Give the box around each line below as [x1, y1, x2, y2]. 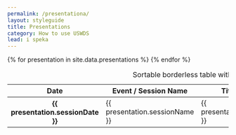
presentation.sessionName [105, 107, 195, 117]
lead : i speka [7, 36, 49, 43]
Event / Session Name [112, 86, 188, 96]
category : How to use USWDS [7, 29, 90, 37]
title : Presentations [7, 23, 71, 30]
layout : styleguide [7, 17, 65, 24]
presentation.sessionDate [11, 108, 100, 118]
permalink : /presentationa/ [7, 10, 90, 17]
